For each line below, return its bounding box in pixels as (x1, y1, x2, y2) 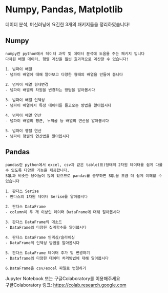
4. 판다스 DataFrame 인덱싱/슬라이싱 (5, 235, 75, 240)
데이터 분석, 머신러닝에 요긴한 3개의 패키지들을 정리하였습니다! (5, 21, 130, 27)
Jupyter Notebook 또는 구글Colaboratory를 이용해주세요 (5, 275, 120, 281)
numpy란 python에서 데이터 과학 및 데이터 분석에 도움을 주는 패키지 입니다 (5, 51, 145, 56)
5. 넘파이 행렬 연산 (5, 128, 42, 133)
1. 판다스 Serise (5, 189, 39, 194)
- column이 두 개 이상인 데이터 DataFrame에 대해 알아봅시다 (5, 209, 120, 214)
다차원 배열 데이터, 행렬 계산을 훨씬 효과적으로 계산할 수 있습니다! (5, 57, 129, 62)
